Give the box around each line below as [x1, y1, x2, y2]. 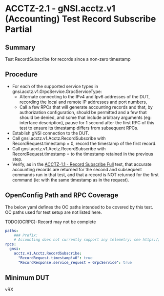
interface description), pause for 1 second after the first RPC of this [19, 119, 155, 125]
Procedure [5, 70, 38, 79]
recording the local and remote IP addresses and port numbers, [19, 99, 147, 105]
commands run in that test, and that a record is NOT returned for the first [12, 172, 159, 178]
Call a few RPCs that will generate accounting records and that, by [19, 104, 153, 110]
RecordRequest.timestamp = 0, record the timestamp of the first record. [12, 140, 157, 146]
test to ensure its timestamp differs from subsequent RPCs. [19, 125, 139, 131]
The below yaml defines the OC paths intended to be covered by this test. [5, 204, 154, 210]
